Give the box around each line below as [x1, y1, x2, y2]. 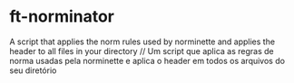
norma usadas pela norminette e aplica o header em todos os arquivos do [9, 55, 286, 66]
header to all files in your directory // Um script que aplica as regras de [9, 45, 274, 56]
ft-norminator [9, 6, 115, 27]
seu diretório [9, 65, 57, 76]
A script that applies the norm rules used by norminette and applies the [9, 36, 275, 47]
